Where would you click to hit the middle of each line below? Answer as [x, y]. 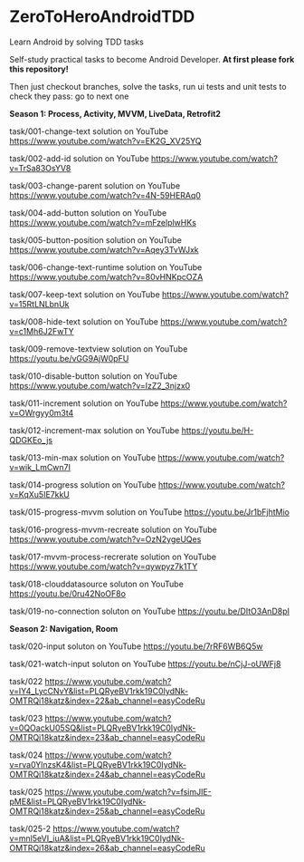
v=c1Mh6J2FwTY [42, 331]
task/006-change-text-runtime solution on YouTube [106, 267]
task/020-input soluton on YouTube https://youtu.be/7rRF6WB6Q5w [136, 646]
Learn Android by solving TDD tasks [77, 42]
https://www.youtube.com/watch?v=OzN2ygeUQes [105, 539]
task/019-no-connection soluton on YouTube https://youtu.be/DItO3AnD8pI [149, 611]
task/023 [26, 718]
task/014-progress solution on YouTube [83, 484]
